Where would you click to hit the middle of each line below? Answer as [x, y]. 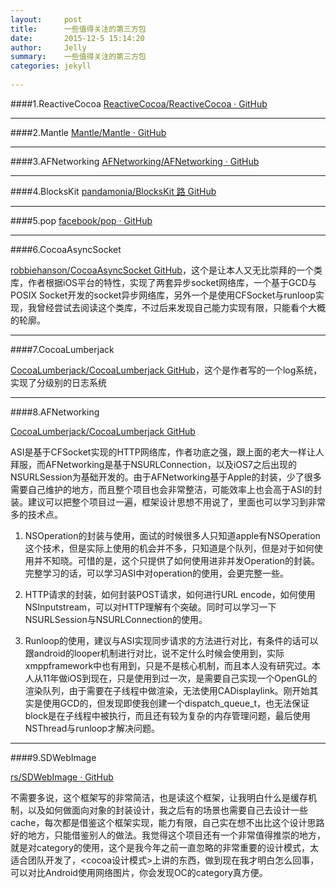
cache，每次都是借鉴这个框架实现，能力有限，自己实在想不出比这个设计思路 [167, 822]
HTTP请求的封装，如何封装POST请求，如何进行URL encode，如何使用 [170, 594]
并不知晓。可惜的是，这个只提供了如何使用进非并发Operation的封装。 [177, 560]
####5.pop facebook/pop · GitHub [81, 220]
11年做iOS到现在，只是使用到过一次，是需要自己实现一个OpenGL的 [180, 678]
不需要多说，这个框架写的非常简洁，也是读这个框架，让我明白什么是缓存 [159, 797]
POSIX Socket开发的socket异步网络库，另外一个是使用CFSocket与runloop [163, 295]
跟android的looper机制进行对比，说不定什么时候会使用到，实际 [154, 653]
